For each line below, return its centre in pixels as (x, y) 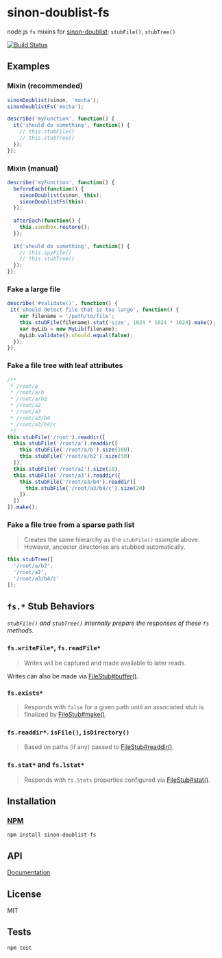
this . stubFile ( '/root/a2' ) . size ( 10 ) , (67, 469)
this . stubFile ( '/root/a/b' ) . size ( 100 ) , (76, 450)
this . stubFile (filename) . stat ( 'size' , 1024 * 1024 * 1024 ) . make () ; (118, 322)
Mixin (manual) (33, 168)
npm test (20, 948)
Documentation (29, 872)
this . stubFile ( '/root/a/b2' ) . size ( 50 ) (75, 456)
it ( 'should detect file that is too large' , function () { (95, 310)
